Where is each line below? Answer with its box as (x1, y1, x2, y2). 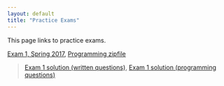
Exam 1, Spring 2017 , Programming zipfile (7, 50, 126, 58)
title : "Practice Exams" (7, 17, 80, 24)
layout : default (7, 10, 55, 17)
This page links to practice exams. (7, 36, 106, 44)
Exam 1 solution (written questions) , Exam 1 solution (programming (24, 63, 217, 71)
